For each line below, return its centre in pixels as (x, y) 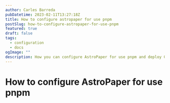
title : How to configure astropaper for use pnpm (59, 19)
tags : (11, 38)
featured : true (21, 29)
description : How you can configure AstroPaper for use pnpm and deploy (83, 57)
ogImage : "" (18, 52)
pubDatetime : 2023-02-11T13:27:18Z (43, 15)
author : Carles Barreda (30, 10)
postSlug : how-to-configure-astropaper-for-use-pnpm (62, 24)
